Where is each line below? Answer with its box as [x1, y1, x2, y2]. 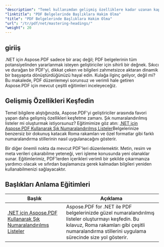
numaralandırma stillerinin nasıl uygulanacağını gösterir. [5, 136, 117, 142]
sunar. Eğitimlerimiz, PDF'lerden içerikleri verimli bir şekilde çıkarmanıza [5, 155, 150, 162]
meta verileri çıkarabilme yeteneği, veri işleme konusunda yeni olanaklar [5, 150, 150, 156]
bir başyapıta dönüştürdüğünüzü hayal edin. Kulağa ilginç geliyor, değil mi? [5, 72, 156, 78]
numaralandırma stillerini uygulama [66, 227, 146, 234]
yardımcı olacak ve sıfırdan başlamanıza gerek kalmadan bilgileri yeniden [5, 161, 152, 167]
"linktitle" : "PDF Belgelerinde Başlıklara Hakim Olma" [5, 12, 121, 17]
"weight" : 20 [5, 25, 32, 30]
